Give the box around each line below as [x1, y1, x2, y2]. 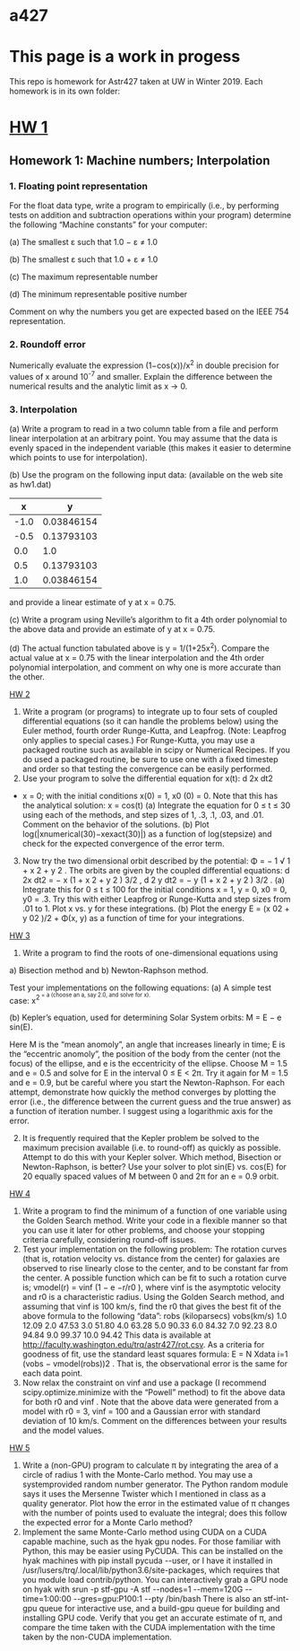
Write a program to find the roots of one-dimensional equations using [21, 947, 279, 958]
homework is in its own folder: [9, 86, 121, 97]
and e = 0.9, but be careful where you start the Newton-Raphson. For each [9, 1077, 285, 1088]
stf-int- [263, 1594, 289, 1604]
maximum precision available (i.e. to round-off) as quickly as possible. [21, 1142, 281, 1154]
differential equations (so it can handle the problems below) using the [21, 716, 279, 726]
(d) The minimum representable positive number [9, 289, 188, 299]
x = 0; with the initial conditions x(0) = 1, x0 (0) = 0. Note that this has [21, 790, 279, 801]
